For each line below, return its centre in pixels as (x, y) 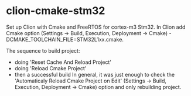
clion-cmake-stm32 (56, 11)
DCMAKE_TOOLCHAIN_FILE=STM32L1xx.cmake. (65, 39)
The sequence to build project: (43, 50)
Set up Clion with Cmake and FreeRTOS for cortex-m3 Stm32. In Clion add (96, 27)
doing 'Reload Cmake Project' (50, 68)
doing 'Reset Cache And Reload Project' (63, 62)
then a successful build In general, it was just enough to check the (94, 74)
